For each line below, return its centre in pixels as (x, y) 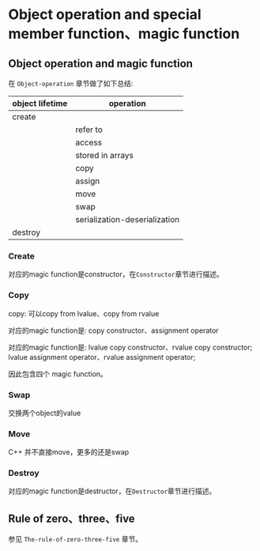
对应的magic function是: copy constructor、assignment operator (113, 330)
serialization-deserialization (127, 219)
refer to (89, 130)
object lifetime (40, 103)
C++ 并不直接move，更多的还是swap (69, 452)
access (89, 142)
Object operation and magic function (101, 64)
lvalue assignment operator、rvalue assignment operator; (102, 357)
